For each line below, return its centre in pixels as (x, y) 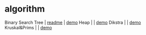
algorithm (25, 9)
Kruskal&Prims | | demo (28, 27)
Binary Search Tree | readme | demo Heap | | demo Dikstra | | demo (73, 22)
